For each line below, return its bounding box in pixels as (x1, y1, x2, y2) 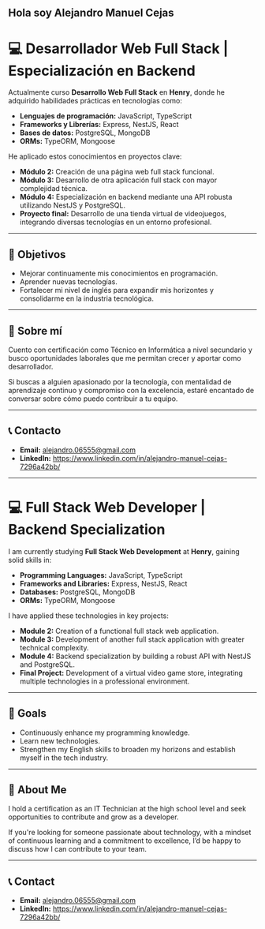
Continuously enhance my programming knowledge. (19, 728, 191, 737)
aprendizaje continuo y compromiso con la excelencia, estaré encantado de (8, 385, 255, 395)
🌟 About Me (8, 783, 67, 796)
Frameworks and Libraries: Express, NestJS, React (19, 579, 188, 588)
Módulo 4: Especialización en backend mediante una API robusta (19, 193, 233, 202)
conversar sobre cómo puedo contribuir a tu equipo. (8, 394, 178, 403)
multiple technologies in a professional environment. (19, 676, 190, 686)
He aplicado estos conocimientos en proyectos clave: (8, 152, 182, 161)
